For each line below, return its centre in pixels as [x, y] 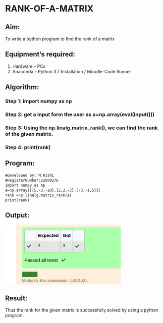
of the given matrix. [29, 134]
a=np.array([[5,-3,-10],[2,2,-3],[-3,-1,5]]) [53, 190]
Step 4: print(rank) [28, 147]
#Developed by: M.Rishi [30, 175]
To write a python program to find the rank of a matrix [60, 39]
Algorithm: [22, 87]
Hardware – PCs [29, 66]
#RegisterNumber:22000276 [32, 180]
